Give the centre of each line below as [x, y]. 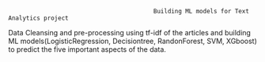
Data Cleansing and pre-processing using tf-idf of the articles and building [130, 33]
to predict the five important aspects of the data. [87, 49]
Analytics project [38, 18]
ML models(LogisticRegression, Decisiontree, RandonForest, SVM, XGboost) [132, 41]
